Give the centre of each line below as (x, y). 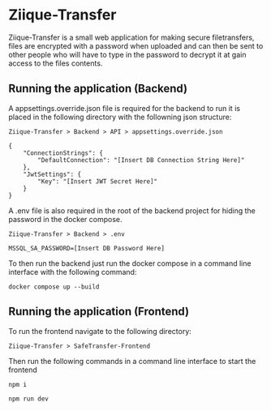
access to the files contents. (56, 63)
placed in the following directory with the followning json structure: (120, 117)
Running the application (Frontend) (99, 312)
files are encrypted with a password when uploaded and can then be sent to (136, 45)
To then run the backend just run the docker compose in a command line (130, 263)
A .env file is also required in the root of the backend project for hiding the (132, 210)
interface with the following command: (73, 272)
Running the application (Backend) (98, 89)
